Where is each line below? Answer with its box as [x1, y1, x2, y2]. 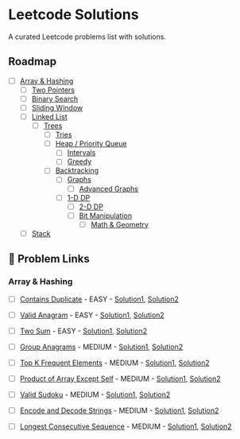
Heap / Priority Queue [55, 139, 127, 149]
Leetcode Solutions [8, 6, 139, 24]
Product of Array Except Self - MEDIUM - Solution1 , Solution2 [19, 374, 221, 383]
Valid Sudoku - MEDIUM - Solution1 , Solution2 [19, 390, 171, 399]
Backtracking [55, 165, 99, 176]
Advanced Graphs [79, 184, 139, 193]
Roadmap [8, 55, 57, 68]
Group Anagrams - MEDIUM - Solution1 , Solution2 [19, 342, 184, 352]
